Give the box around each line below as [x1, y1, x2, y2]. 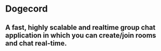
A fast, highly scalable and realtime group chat [5, 23, 156, 32]
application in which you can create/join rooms [5, 31, 156, 39]
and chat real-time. [5, 39, 67, 47]
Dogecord [5, 3, 48, 15]
